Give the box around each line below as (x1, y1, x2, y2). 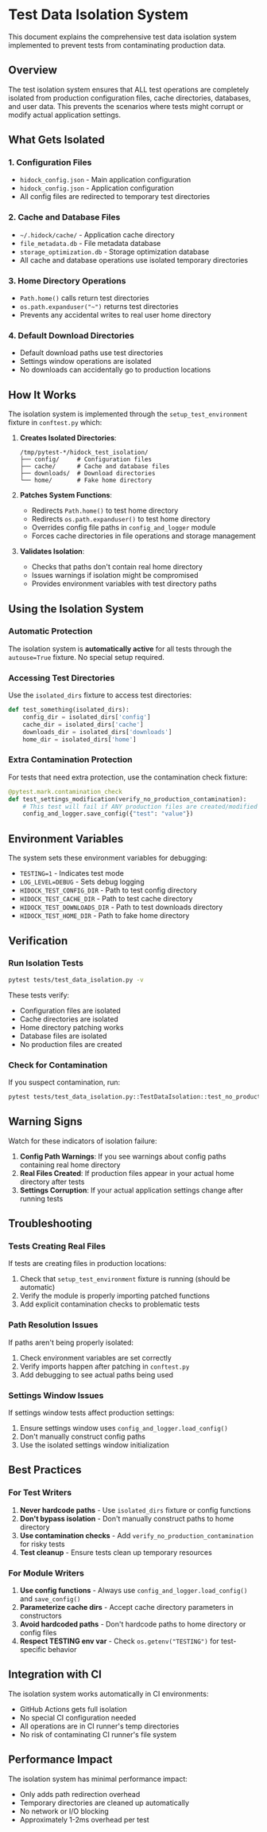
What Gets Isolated (8, 133, 105, 146)
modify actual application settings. (8, 110, 122, 119)
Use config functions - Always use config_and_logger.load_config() (19, 1585, 248, 1595)
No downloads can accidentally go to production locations (19, 365, 211, 375)
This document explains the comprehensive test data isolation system (8, 32, 237, 41)
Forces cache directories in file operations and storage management (31, 531, 256, 541)
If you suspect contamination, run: (8, 1077, 121, 1087)
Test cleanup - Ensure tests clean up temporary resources (19, 1547, 212, 1557)
